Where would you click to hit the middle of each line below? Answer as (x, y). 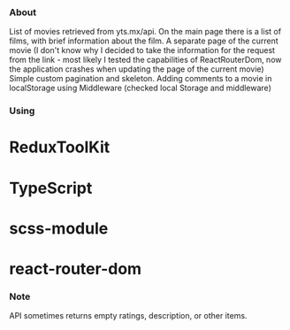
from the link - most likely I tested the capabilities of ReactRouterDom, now (145, 60)
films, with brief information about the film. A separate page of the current (144, 41)
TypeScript (51, 188)
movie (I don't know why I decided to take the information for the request (142, 50)
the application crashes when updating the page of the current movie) (137, 69)
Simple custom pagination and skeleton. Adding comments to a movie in (141, 79)
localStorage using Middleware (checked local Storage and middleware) (140, 88)
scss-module (59, 228)
